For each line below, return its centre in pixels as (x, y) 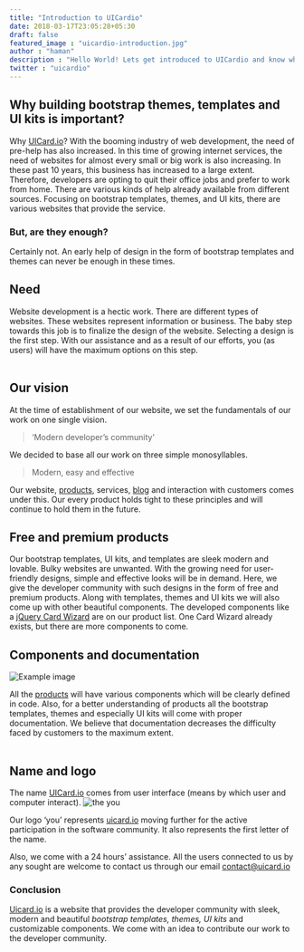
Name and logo (53, 771)
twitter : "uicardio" (50, 69)
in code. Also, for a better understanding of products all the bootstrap (139, 704)
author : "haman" (42, 52)
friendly (24, 578)
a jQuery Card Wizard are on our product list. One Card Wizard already (141, 617)
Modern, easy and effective (83, 472)
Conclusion (35, 889)
